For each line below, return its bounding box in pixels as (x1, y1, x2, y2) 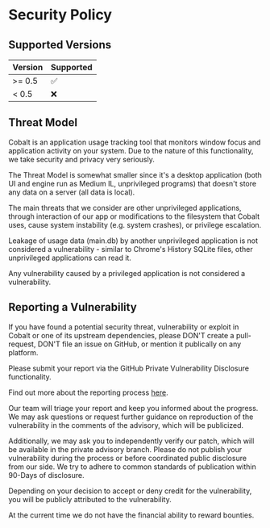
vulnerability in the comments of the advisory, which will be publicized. (8, 420, 244, 430)
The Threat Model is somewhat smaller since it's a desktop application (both (8, 170, 262, 179)
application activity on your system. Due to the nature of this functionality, (8, 145, 254, 155)
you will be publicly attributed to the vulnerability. (8, 494, 172, 504)
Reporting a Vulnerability (8, 300, 137, 314)
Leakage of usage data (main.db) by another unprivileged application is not (8, 236, 259, 245)
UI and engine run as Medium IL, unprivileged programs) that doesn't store (8, 178, 256, 188)
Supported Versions (8, 38, 111, 52)
